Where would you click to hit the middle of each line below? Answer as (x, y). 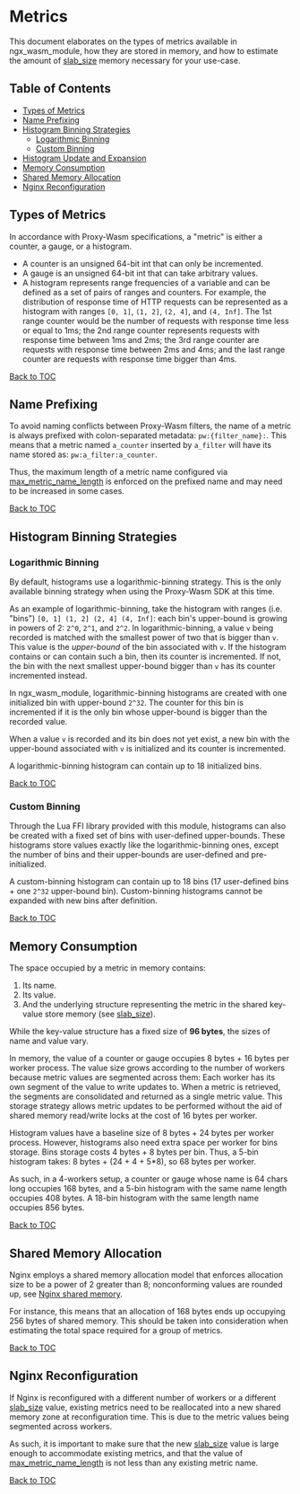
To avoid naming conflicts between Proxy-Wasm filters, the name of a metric (150, 426)
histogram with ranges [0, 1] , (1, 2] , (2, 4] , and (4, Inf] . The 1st (147, 311)
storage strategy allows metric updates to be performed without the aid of (146, 1106)
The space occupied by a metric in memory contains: (107, 968)
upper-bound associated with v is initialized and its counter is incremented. (148, 749)
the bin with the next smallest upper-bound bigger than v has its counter (142, 666)
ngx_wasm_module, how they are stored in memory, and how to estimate (144, 50)
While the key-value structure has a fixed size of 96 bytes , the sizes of (140, 1032)
